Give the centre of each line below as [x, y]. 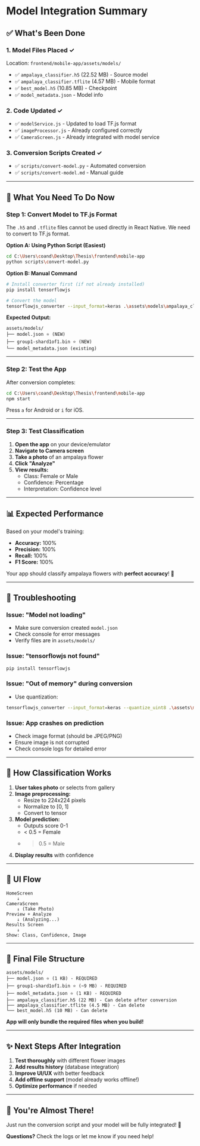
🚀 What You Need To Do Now [60, 197]
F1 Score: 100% [34, 562]
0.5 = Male [52, 843]
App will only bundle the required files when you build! [75, 1022]
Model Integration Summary [77, 11]
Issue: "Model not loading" [46, 615]
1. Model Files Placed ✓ [40, 50]
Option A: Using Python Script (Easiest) [56, 246]
